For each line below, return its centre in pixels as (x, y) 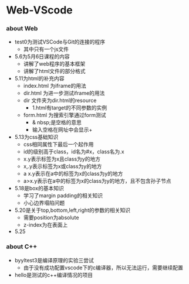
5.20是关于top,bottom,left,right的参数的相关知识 (72, 210)
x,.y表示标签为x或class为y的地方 (63, 166)
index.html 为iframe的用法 (55, 86)
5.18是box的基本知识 (39, 189)
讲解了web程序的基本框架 (54, 64)
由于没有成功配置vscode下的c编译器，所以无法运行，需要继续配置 (103, 268)
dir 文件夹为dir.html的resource (60, 101)
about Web (22, 29)
